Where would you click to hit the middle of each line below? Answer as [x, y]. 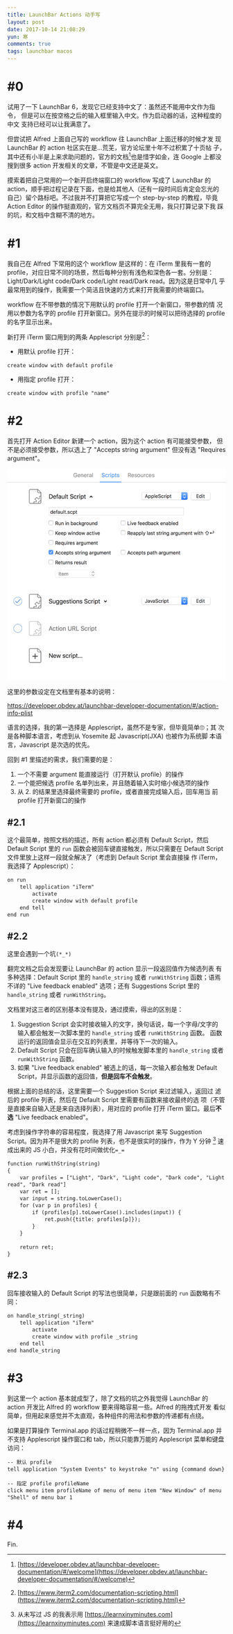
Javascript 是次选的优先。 [56, 745]
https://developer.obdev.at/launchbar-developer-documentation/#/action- [113, 705]
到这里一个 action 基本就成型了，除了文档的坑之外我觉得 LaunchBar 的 [108, 1398]
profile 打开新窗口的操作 [52, 800]
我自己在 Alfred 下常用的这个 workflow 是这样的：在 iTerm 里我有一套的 [109, 264]
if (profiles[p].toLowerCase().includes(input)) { [107, 1212]
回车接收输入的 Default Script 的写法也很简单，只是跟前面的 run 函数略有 [111, 1293]
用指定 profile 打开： [46, 380]
